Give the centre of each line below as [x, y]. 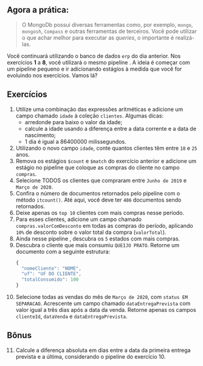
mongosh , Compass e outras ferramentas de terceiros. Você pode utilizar [109, 31]
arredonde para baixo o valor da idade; [74, 122]
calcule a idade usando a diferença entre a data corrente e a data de [111, 128]
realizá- [185, 37]
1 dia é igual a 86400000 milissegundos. [75, 141]
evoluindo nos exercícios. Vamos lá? [52, 75]
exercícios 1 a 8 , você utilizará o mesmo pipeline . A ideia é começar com [98, 62]
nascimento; [40, 135]
